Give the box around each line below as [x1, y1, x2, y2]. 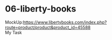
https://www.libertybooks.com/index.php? [23, 19, 107, 25]
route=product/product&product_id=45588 [5, 24, 91, 30]
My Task [5, 29, 22, 35]
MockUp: [5, 19, 23, 25]
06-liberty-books [5, 3, 76, 14]
